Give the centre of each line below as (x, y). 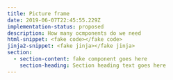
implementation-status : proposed (56, 26)
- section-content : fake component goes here (81, 59)
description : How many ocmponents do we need (74, 33)
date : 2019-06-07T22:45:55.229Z (54, 20)
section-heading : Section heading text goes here (93, 65)
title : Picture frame (39, 14)
